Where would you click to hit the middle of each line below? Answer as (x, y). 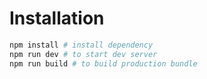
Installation (57, 18)
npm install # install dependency (81, 45)
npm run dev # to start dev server (83, 54)
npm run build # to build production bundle (103, 63)
